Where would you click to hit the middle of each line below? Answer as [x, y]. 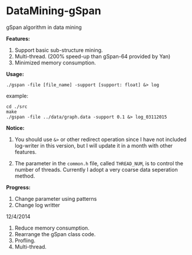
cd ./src [17, 107]
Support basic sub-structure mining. [59, 50]
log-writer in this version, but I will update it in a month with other [94, 145]
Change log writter [37, 205]
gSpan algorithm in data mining [44, 27]
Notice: [15, 127]
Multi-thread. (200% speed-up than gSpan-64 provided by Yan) [92, 56]
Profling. [25, 240]
